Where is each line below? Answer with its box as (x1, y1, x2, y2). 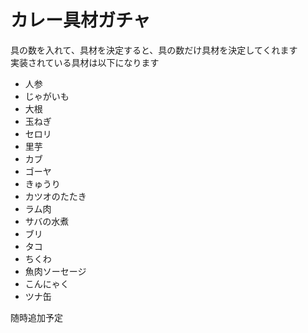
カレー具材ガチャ (10, 9, 151, 32)
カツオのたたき (24, 190, 87, 202)
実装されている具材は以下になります (10, 56, 160, 68)
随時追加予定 (10, 311, 63, 323)
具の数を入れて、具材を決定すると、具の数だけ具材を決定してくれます (10, 44, 298, 56)
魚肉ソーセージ (24, 265, 87, 277)
